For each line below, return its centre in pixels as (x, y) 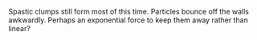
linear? (19, 28)
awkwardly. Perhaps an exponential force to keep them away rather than (128, 20)
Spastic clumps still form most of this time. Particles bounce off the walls (128, 12)
